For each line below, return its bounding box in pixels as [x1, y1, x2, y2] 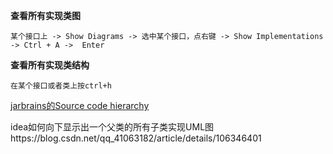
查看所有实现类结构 [10, 59, 90, 71]
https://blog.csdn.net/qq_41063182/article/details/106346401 [10, 132, 262, 144]
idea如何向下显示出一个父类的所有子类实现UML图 [10, 121, 215, 133]
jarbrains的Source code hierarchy [10, 100, 150, 111]
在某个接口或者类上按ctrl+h [10, 81, 112, 91]
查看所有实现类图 [10, 10, 81, 21]
